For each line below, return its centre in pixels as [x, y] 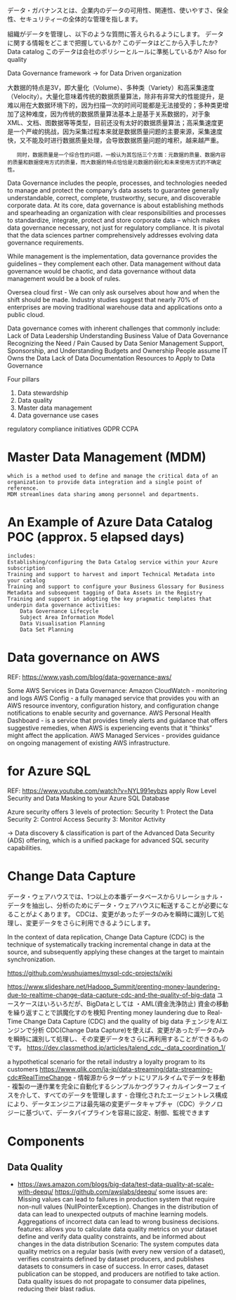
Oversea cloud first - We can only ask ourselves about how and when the [113, 292]
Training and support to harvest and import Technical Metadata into [111, 574]
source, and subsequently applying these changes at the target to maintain [116, 951]
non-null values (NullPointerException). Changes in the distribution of [118, 1207]
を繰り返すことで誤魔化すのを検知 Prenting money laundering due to [106, 1012]
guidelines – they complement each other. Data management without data [114, 264]
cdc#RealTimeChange [40, 1077]
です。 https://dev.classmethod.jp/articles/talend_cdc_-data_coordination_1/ [117, 1047]
